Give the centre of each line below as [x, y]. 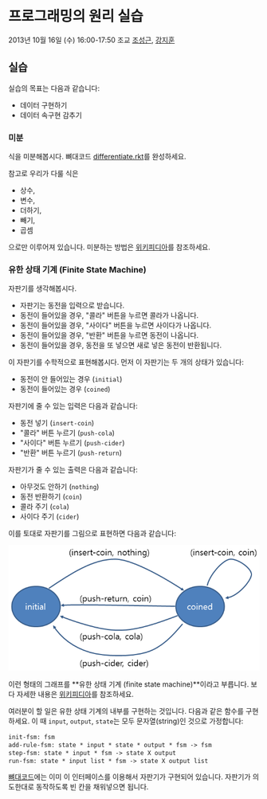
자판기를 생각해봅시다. [43, 288]
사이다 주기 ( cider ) [49, 517]
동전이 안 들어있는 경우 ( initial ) [71, 379]
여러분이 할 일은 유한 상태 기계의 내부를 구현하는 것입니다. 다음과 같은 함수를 [126, 711]
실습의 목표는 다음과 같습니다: [54, 88]
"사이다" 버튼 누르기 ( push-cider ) [72, 443]
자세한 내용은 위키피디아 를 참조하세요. [75, 694]
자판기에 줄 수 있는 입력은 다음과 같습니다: [73, 406]
